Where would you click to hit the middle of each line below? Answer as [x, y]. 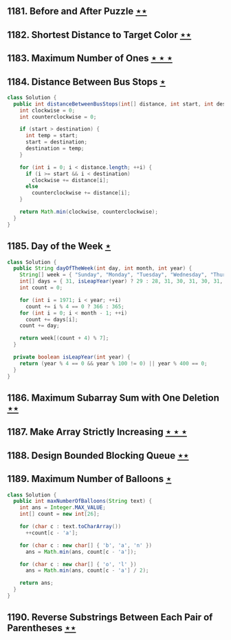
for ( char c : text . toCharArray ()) [70, 527]
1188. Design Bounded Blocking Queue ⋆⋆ [98, 456]
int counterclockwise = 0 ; [58, 117]
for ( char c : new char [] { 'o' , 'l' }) [78, 564]
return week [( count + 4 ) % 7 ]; [64, 338]
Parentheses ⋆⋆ [42, 628]
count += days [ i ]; [52, 319]
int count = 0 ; [41, 288]
